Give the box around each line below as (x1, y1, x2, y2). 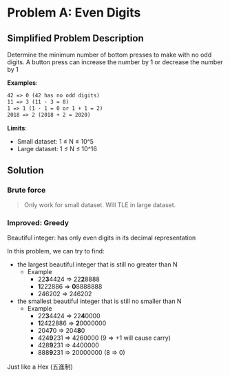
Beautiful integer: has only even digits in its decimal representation (7, 233, 196, 242)
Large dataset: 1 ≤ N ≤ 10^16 (17, 144, 98, 153)
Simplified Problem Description (7, 32, 144, 44)
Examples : (7, 79, 38, 87)
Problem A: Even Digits (7, 5, 141, 21)
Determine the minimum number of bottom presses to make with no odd (7, 50, 212, 59)
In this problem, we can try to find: (7, 247, 105, 255)
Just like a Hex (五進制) (7, 362, 74, 371)
